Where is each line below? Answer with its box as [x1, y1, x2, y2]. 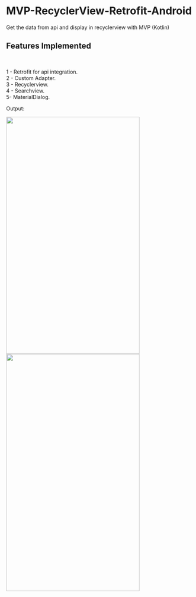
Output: [6, 105, 25, 112]
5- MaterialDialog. [6, 93, 50, 100]
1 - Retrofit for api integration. [6, 68, 78, 75]
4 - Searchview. [6, 87, 45, 94]
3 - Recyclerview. [6, 81, 49, 88]
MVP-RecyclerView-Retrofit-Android [6, 4, 192, 18]
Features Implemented [6, 41, 92, 51]
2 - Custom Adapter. [6, 74, 56, 81]
